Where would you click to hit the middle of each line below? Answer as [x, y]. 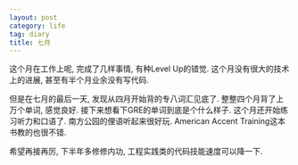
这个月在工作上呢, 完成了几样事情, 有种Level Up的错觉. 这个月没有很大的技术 [149, 69]
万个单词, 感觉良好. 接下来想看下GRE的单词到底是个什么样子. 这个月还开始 [145, 110]
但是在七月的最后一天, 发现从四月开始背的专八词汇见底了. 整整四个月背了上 [146, 99]
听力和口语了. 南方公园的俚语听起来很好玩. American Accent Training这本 [151, 121]
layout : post [33, 17]
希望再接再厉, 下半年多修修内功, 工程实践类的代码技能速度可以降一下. [136, 152]
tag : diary [29, 34]
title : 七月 [30, 42]
